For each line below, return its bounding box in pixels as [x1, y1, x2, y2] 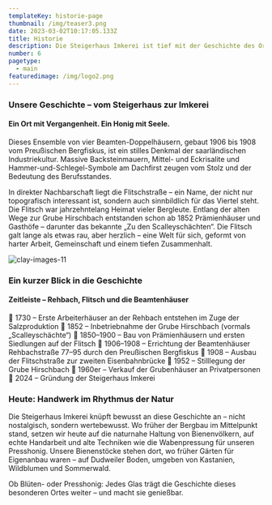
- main [15, 65, 38, 73]
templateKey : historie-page [8, 11, 104, 20]
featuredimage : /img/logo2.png [8, 72, 114, 80]
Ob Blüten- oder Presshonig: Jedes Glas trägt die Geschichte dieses [8, 479, 236, 489]
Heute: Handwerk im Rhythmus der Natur [8, 393, 174, 404]
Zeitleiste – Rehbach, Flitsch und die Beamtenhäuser [8, 295, 189, 305]
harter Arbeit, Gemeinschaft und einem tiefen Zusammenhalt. [8, 238, 213, 248]
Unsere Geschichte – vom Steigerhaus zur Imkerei [8, 99, 209, 110]
